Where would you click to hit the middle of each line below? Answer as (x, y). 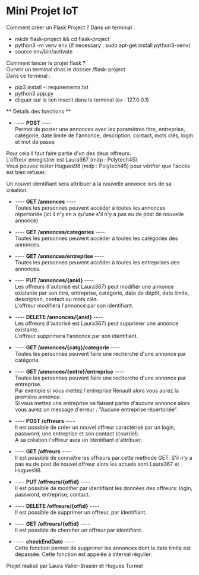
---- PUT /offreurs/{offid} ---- (53, 482)
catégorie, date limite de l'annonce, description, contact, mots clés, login (104, 135)
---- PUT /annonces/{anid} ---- (54, 280)
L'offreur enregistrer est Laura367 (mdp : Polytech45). (72, 159)
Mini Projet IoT (42, 11)
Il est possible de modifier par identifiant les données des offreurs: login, (104, 488)
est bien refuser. (26, 172)
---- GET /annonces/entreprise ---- (59, 256)
